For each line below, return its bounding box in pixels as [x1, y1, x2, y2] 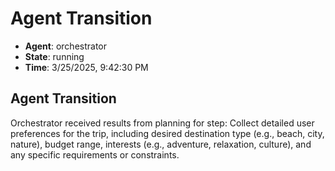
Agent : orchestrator [24, 40, 108, 52]
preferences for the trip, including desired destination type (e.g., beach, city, [10, 127, 325, 139]
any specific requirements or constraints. [10, 148, 180, 161]
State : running [24, 50, 85, 62]
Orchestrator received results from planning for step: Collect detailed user [10, 117, 315, 129]
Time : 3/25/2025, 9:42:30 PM [24, 61, 149, 73]
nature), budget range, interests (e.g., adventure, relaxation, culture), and [10, 138, 312, 150]
